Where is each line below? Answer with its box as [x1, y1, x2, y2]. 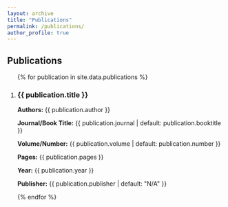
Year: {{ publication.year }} [17, 166, 94, 175]
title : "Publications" [7, 17, 72, 23]
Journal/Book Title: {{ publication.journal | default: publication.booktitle [17, 119, 222, 127]
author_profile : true [7, 29, 70, 36]
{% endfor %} [17, 193, 57, 201]
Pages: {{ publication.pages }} [17, 153, 104, 162]
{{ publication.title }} [17, 90, 88, 100]
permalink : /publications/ [7, 23, 85, 30]
